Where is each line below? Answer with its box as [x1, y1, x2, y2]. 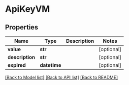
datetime [39, 62, 62, 68]
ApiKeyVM [5, 3, 50, 15]
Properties [5, 23, 38, 31]
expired [7, 62, 26, 68]
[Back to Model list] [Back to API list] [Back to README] [5, 75, 118, 80]
